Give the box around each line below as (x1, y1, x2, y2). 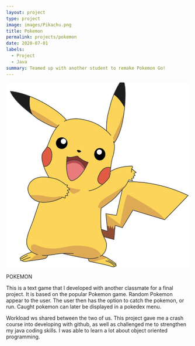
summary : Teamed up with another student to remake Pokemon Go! (6, 65, 166, 71)
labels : (6, 47, 25, 53)
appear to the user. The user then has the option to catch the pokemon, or (6, 297, 184, 304)
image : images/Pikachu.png (6, 22, 72, 28)
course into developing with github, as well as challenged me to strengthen (6, 320, 187, 328)
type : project (6, 15, 41, 22)
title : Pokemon (6, 28, 43, 34)
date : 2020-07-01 (6, 40, 48, 46)
